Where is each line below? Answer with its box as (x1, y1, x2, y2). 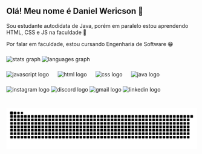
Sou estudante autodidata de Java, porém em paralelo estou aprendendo (6, 22, 189, 29)
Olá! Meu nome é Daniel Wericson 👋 (6, 6, 144, 16)
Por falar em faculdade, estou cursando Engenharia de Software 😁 (6, 40, 174, 47)
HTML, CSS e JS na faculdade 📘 (6, 28, 86, 36)
